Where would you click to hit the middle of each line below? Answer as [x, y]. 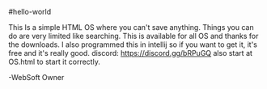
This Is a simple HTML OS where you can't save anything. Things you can [131, 27]
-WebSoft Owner [36, 77]
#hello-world [30, 12]
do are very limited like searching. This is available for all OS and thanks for [133, 36]
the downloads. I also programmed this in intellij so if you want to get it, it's [133, 44]
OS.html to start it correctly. [55, 61]
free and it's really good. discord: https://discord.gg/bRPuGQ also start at [131, 53]
